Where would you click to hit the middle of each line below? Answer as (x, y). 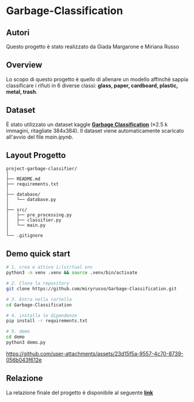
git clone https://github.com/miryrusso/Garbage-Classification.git (91, 289)
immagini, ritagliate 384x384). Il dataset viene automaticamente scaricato (95, 130)
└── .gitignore (25, 236)
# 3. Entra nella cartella (39, 299)
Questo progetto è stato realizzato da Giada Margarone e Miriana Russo (93, 46)
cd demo (16, 337)
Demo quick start (38, 254)
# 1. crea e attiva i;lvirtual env (50, 267)
